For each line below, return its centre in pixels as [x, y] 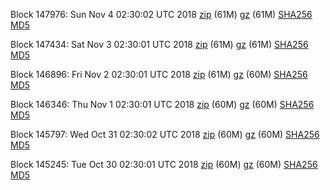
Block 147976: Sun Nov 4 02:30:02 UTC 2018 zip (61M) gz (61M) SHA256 [161, 14]
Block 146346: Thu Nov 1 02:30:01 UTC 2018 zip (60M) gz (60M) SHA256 [162, 104]
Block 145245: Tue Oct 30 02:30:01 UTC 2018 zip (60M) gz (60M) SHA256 [164, 164]
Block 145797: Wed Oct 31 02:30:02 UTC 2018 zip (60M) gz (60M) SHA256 [165, 134]
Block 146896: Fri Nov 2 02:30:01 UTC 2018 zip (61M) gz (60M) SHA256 [159, 74]
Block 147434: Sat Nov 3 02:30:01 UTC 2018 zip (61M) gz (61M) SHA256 [159, 44]
